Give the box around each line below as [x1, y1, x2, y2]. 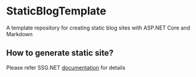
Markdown [6, 30, 33, 37]
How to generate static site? [6, 48, 114, 58]
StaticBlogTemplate [6, 4, 106, 18]
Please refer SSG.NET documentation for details [6, 64, 126, 71]
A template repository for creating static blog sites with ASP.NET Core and [6, 24, 191, 31]
